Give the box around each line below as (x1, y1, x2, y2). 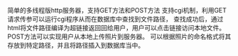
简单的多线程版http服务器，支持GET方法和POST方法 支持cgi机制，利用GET (7, 6, 227, 14)
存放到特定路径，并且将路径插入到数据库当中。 (7, 41, 144, 49)
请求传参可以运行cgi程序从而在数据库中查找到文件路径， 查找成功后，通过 (7, 15, 224, 23)
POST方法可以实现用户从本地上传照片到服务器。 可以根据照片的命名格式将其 (7, 32, 232, 41)
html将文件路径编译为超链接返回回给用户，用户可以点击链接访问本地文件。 (7, 24, 226, 31)
